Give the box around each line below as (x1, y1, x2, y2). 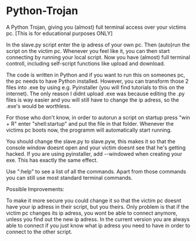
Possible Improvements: (6, 185, 65, 192)
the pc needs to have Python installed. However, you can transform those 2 (6, 78, 189, 85)
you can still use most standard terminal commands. (6, 174, 133, 181)
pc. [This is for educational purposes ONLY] (6, 29, 113, 36)
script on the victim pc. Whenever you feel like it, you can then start (6, 47, 170, 54)
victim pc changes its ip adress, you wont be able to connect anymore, (6, 209, 178, 216)
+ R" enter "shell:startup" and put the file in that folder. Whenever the (6, 120, 174, 127)
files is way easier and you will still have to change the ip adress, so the (6, 96, 180, 103)
